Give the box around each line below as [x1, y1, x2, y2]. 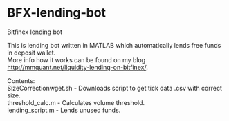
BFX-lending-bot [7, 5, 106, 21]
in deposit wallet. [7, 48, 56, 57]
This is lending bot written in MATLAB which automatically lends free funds [7, 41, 221, 49]
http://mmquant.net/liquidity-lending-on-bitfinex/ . [7, 63, 149, 71]
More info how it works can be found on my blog [7, 55, 146, 64]
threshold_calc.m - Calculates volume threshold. [7, 98, 145, 106]
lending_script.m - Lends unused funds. [7, 106, 121, 114]
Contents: [7, 76, 35, 84]
